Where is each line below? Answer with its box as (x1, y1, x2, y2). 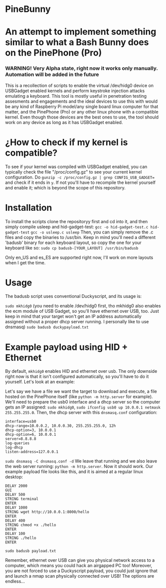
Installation (5, 202, 52, 213)
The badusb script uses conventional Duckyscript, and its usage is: (5, 294, 142, 299)
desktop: (5, 474, 23, 480)
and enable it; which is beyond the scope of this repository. (5, 184, 126, 190)
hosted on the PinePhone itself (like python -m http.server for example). (5, 394, 153, 400)
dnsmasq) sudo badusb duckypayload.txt (5, 324, 89, 330)
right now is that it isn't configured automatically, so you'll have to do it (5, 373, 149, 380)
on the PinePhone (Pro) (5, 47, 102, 59)
